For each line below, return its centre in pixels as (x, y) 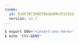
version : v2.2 (23, 18)
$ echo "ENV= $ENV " (23, 36)
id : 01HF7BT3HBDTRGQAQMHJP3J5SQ (42, 14)
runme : (11, 9)
